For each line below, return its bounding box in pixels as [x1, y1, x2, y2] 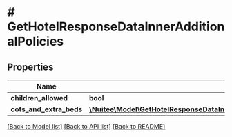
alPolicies [7, 34, 64, 49]
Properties [7, 61, 54, 73]
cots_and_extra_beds [10, 104, 83, 114]
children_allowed [10, 93, 68, 102]
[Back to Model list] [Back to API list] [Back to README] [7, 122, 166, 130]
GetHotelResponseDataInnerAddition [7, 19, 225, 35]
